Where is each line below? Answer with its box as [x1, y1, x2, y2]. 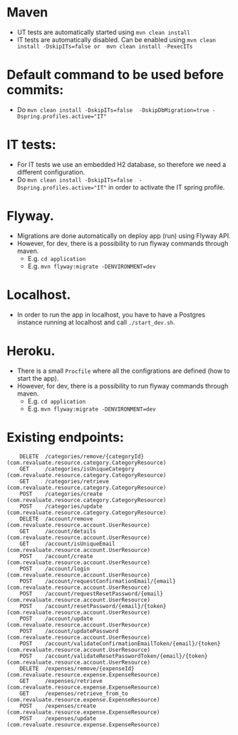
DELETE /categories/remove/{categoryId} [19, 453, 144, 460]
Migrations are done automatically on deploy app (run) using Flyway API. [16, 231, 231, 240]
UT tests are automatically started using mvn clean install [16, 28, 190, 36]
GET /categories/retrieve [19, 478, 110, 485]
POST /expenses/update [19, 714, 97, 722]
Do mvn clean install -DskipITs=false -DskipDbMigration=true [16, 105, 209, 114]
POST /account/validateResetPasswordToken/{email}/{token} [19, 652, 208, 659]
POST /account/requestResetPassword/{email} [19, 590, 163, 597]
